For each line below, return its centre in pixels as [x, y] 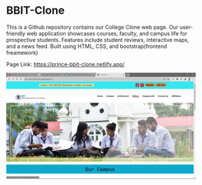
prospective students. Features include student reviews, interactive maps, [98, 40]
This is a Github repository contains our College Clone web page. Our [92, 27]
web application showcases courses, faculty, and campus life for [107, 33]
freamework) [22, 52]
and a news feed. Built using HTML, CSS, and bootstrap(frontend [87, 46]
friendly [16, 33]
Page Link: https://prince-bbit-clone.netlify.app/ [66, 64]
